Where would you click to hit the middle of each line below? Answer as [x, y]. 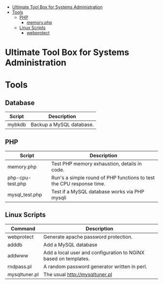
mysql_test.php [25, 195]
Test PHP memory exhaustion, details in [97, 164]
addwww [18, 255]
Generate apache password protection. [88, 236]
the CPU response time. [78, 184]
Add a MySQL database [70, 245]
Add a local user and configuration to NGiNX [94, 252]
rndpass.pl [20, 267]
